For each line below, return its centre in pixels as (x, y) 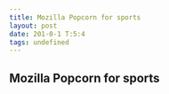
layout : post (33, 26)
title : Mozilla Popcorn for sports (75, 17)
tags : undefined (39, 42)
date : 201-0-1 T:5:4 (48, 34)
